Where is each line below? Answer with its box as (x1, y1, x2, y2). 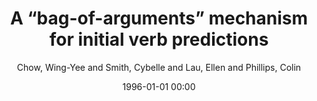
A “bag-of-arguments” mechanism (9, 7, 309, 30)
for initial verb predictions (49, 28, 269, 51)
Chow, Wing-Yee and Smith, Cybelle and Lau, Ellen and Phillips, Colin (16, 61, 302, 73)
